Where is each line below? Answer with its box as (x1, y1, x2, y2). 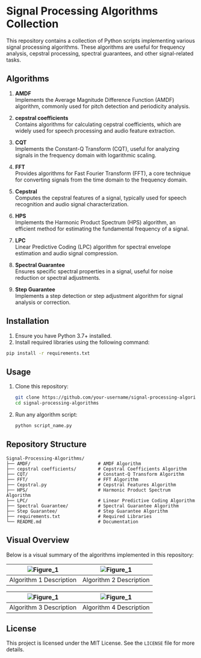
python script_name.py (14, 423, 72, 429)
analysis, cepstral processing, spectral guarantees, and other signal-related (6, 49, 194, 57)
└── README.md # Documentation (6, 519, 138, 525)
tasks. (6, 56, 22, 63)
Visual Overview (6, 535, 70, 545)
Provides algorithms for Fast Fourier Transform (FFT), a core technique (14, 169, 191, 177)
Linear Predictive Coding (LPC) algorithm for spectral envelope (14, 243, 172, 250)
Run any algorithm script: (14, 411, 78, 418)
